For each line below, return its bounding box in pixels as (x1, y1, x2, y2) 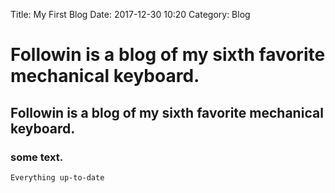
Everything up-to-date (10, 172, 105, 183)
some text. (10, 150, 64, 164)
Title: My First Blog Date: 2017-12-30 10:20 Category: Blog (10, 9, 251, 20)
